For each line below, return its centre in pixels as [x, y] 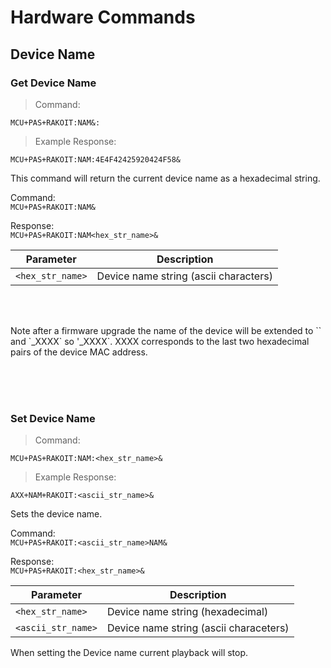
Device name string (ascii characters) [184, 276]
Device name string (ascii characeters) [198, 628]
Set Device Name [53, 418]
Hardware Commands [103, 17]
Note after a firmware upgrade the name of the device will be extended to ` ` [166, 330]
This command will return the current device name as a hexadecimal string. [165, 178]
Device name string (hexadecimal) [187, 612]
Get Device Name [53, 83]
